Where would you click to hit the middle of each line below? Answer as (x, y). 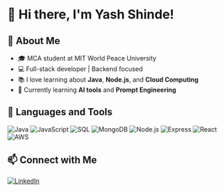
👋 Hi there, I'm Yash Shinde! (91, 15)
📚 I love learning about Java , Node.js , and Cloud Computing (108, 80)
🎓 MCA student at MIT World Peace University (87, 58)
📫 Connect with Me (52, 160)
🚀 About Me (34, 41)
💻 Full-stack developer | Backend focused (80, 69)
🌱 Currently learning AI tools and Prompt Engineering (97, 90)
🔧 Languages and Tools (60, 112)
